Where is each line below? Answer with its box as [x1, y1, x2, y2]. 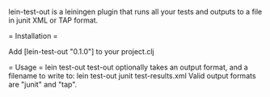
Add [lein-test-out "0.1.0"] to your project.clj [8, 47, 155, 56]
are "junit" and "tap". [8, 80, 78, 89]
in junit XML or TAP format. [8, 15, 99, 25]
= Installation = [8, 32, 58, 40]
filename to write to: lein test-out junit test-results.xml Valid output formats [8, 71, 256, 80]
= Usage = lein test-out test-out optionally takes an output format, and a [8, 62, 248, 72]
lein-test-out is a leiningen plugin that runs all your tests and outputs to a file [8, 7, 263, 16]
